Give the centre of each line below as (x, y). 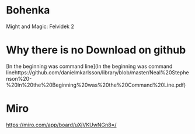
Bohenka (28, 10)
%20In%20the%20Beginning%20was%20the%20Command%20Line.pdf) (96, 85)
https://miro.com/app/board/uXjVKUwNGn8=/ (61, 125)
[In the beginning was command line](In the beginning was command (89, 66)
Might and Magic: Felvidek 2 (40, 26)
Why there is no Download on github (96, 50)
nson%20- (19, 78)
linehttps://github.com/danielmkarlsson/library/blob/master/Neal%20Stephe (97, 72)
